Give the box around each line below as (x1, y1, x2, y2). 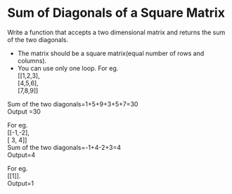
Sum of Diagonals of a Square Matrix (7, 5, 225, 21)
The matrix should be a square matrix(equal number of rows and (17, 49, 205, 57)
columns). (17, 56, 47, 64)
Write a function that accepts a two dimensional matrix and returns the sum (7, 28, 226, 36)
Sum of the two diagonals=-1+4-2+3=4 (7, 143, 122, 151)
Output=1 (7, 179, 34, 187)
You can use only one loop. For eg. (17, 64, 119, 72)
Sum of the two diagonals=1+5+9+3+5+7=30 (7, 99, 138, 108)
